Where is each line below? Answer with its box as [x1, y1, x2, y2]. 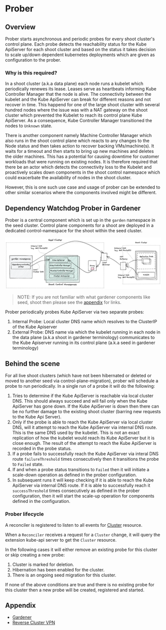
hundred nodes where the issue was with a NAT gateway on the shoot [5, 107, 148, 113]
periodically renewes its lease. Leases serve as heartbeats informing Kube [5, 86, 157, 92]
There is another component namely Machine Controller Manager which [5, 133, 152, 139]
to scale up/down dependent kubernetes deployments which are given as [5, 52, 155, 58]
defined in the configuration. [12, 498, 71, 504]
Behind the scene [5, 359, 60, 368]
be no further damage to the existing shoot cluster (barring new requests [12, 409, 161, 415]
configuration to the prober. [5, 57, 61, 63]
